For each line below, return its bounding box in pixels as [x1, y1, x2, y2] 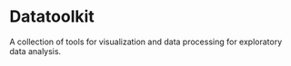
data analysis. [9, 45, 62, 56]
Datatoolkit [9, 6, 95, 27]
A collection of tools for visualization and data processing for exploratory [9, 36, 283, 47]
